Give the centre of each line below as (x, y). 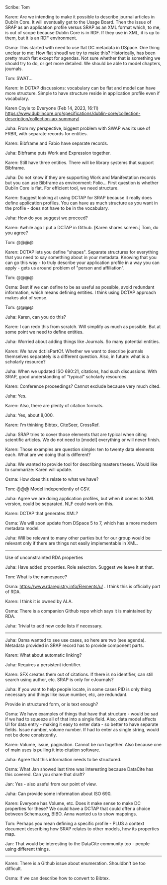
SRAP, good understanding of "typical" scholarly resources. (66, 377)
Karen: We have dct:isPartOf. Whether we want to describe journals (74, 351)
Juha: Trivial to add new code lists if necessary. (54, 626)
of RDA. (13, 592)
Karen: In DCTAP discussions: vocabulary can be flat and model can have (80, 88)
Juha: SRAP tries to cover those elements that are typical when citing (76, 434)
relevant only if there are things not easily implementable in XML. (72, 543)
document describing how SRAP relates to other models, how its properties (82, 829)
